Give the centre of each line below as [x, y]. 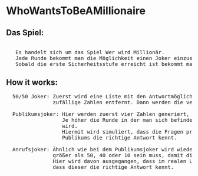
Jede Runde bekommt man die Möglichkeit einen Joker [93, 58]
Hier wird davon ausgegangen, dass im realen [120, 161]
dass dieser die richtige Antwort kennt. [113, 167]
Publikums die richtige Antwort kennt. [119, 137]
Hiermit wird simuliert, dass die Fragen [123, 132]
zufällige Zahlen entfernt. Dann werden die [118, 102]
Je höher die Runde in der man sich [115, 120]
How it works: [32, 83]
